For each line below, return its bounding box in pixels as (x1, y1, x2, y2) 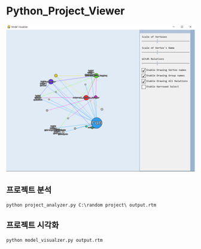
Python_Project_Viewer (6, 4, 125, 18)
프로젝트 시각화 (6, 220, 59, 230)
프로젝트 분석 (6, 184, 52, 195)
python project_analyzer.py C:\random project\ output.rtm (6, 202, 157, 208)
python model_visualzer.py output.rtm (6, 238, 103, 244)
